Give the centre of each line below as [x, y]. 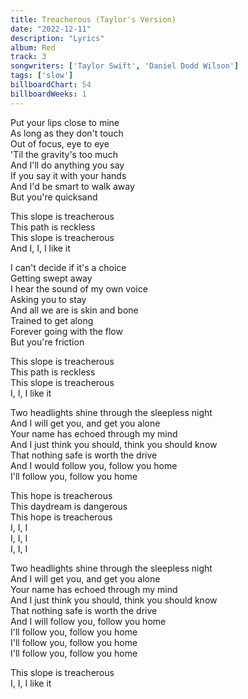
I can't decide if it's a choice [68, 267]
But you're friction [47, 342]
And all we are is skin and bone [74, 310]
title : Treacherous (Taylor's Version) [93, 19]
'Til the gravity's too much [64, 154]
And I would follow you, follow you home [94, 465]
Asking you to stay [48, 299]
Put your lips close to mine [65, 122]
